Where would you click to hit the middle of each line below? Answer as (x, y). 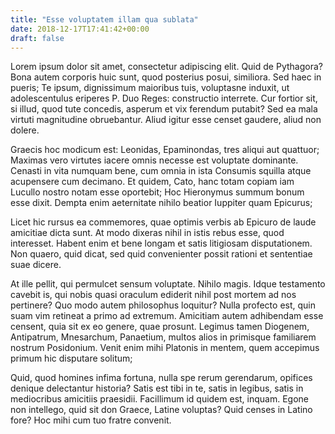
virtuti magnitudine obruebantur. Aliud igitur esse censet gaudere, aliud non (166, 120)
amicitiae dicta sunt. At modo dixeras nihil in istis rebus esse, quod (147, 233)
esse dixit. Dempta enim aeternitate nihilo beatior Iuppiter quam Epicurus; (161, 203)
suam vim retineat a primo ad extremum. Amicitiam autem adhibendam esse (167, 316)
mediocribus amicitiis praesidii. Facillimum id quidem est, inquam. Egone (160, 399)
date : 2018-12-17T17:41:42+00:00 (80, 29)
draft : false (37, 38)
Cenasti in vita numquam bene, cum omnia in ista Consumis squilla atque (161, 171)
